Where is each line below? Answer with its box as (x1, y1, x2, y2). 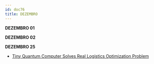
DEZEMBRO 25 (5, 44, 35, 49)
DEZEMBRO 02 (5, 34, 36, 40)
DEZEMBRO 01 (5, 25, 35, 31)
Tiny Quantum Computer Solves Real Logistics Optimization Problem (12, 53, 149, 59)
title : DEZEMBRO (5, 12, 38, 16)
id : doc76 (5, 7, 25, 12)
